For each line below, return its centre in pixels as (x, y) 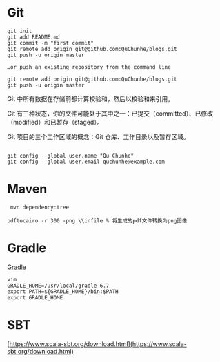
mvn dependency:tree (40, 207)
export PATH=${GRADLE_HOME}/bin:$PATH (63, 291)
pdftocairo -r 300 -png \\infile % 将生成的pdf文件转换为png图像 (97, 221)
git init (20, 31)
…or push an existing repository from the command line (89, 67)
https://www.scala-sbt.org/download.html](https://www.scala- (98, 344)
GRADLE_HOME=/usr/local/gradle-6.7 (58, 286)
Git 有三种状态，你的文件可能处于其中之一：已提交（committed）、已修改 (110, 113)
